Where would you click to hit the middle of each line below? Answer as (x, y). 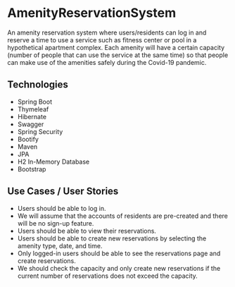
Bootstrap (32, 169)
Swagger (31, 124)
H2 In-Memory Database (53, 161)
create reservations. (46, 261)
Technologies (38, 85)
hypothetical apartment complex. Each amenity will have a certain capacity (116, 47)
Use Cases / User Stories (63, 191)
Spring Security (40, 131)
